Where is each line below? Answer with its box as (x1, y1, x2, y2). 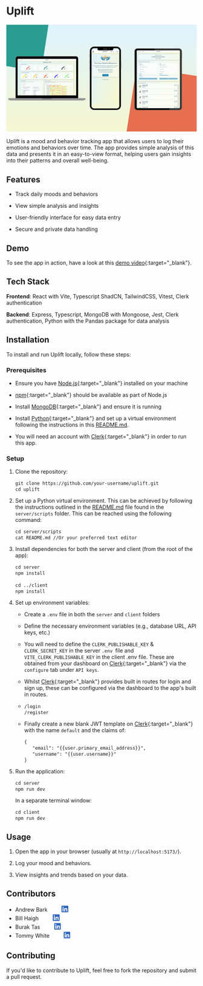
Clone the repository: (14, 468, 68, 475)
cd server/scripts (14, 529, 62, 535)
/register (24, 710, 50, 716)
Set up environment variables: (14, 599, 90, 607)
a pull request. (6, 973, 42, 980)
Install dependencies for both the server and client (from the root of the (14, 546, 193, 553)
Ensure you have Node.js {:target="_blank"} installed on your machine (14, 379, 188, 387)
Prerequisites (6, 366, 47, 374)
